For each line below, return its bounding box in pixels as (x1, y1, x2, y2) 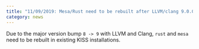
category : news (6, 14, 44, 20)
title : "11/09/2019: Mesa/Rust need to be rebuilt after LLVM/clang (6, 8, 179, 15)
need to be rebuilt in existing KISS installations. (6, 36, 121, 43)
